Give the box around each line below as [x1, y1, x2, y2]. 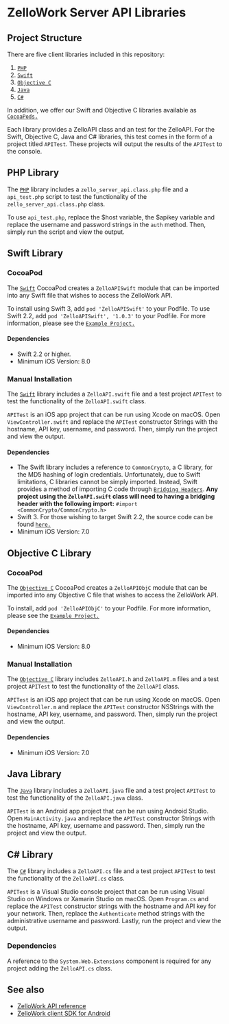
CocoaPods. [7, 113, 38, 120]
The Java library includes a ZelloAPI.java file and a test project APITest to [7, 787, 216, 795]
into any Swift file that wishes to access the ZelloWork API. [7, 291, 173, 299]
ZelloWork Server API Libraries [7, 5, 186, 21]
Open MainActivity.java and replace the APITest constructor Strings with [7, 814, 215, 822]
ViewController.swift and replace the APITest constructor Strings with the [7, 418, 218, 426]
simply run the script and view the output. [7, 228, 125, 236]
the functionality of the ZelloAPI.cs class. [7, 874, 125, 883]
